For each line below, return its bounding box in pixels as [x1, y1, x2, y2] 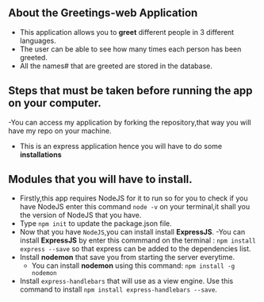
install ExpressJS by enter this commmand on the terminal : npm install [19, 235, 256, 245]
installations [19, 150, 62, 159]
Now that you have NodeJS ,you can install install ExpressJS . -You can [19, 227, 246, 237]
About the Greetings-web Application [8, 6, 198, 20]
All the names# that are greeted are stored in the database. [19, 61, 212, 71]
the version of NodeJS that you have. [19, 210, 142, 220]
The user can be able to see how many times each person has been [19, 44, 242, 54]
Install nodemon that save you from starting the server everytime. [19, 253, 235, 262]
